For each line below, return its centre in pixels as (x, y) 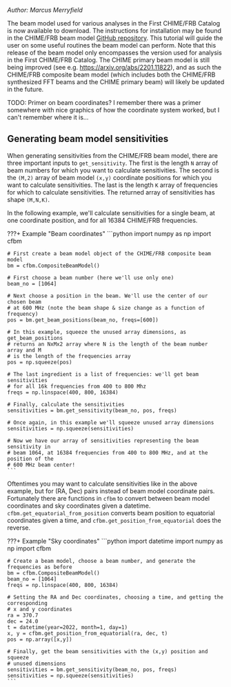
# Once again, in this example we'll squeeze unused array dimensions (111, 422)
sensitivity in (29, 447)
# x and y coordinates (40, 609)
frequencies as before (40, 567)
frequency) (23, 314)
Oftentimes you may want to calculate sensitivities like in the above (102, 484)
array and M (24, 350)
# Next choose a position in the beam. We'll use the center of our (108, 296)
